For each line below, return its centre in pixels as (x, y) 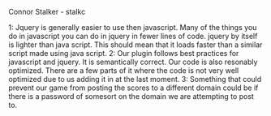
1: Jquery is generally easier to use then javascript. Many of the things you (133, 27)
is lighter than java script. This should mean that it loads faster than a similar (135, 45)
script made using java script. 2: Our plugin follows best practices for (124, 53)
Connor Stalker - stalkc (47, 12)
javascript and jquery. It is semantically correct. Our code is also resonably (133, 62)
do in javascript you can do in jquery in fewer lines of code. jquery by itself (133, 36)
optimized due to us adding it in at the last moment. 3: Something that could (135, 79)
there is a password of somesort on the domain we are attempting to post (131, 96)
